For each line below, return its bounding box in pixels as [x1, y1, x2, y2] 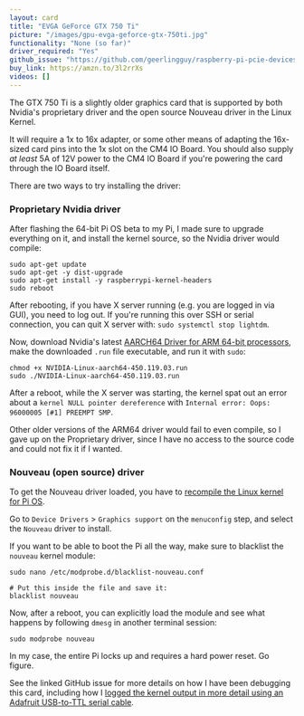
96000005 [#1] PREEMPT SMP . [9, 406, 114, 417]
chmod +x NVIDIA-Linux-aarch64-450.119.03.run [9, 364, 188, 373]
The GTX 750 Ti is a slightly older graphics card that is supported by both [9, 97, 283, 108]
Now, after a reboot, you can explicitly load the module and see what [9, 607, 265, 618]
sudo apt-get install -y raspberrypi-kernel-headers [9, 276, 213, 285]
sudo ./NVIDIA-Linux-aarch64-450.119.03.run [9, 372, 180, 381]
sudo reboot [9, 284, 54, 293]
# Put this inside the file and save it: [9, 584, 168, 593]
